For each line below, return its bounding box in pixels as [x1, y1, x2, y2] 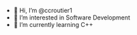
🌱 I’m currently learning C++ [13, 21, 93, 28]
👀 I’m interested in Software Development [13, 13, 131, 22]
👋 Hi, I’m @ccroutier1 [13, 7, 73, 14]
